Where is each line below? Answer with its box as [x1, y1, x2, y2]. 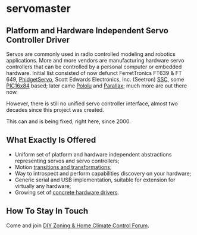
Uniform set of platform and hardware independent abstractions [14, 151, 172, 158]
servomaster [6, 2, 71, 15]
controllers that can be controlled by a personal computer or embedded [6, 63, 182, 70]
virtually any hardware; [14, 182, 71, 189]
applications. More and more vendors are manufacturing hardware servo [6, 57, 185, 64]
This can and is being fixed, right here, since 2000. [6, 118, 131, 125]
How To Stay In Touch [6, 206, 89, 216]
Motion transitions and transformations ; [14, 163, 112, 171]
